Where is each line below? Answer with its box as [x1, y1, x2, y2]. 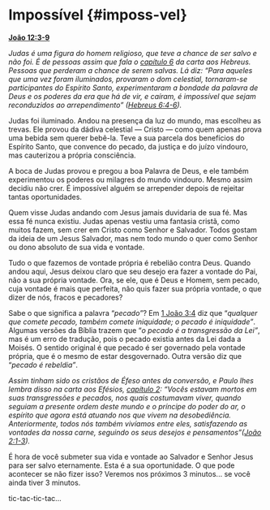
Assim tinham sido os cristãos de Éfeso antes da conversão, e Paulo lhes [8, 375, 254, 385]
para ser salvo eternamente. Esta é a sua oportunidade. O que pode [8, 460, 235, 470]
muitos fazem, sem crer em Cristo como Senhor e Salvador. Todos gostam [8, 225, 258, 235]
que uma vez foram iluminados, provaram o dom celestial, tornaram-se [8, 74, 248, 84]
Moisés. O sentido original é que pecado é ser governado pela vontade [8, 343, 246, 352]
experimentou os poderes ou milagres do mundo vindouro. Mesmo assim [8, 175, 253, 184]
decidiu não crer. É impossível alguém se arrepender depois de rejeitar [8, 183, 245, 192]
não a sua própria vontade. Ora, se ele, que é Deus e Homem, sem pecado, [8, 274, 260, 285]
